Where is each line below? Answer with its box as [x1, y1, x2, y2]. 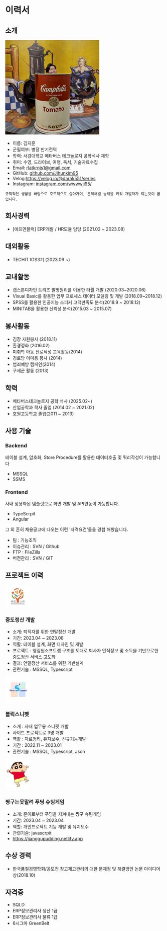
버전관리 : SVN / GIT [12, 555, 54, 561]
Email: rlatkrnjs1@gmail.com [12, 165, 71, 171]
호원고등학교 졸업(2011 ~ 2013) [12, 411, 74, 417]
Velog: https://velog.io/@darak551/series [12, 176, 96, 181]
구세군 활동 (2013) [12, 368, 49, 374]
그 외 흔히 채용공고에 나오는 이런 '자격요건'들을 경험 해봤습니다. [5, 526, 128, 532]
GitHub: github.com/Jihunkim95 [12, 170, 79, 176]
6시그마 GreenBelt [12, 920, 50, 926]
